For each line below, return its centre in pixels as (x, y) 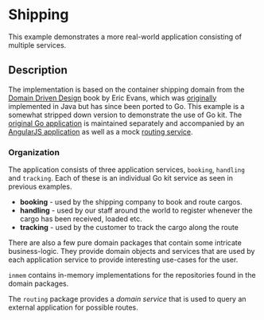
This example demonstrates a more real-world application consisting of (125, 37)
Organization (34, 152)
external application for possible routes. (73, 307)
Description (38, 70)
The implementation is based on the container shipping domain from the (126, 89)
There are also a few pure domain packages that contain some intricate (125, 243)
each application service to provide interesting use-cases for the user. (123, 260)
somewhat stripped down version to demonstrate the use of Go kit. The (125, 115)
